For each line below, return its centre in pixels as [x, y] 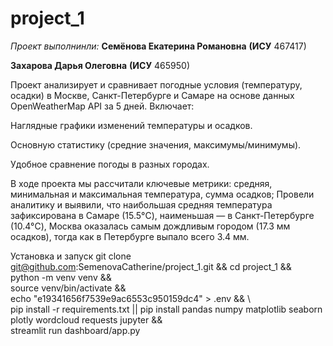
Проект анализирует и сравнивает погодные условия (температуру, [156, 84]
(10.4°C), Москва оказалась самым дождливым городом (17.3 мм [150, 226]
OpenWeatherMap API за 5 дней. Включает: [102, 106]
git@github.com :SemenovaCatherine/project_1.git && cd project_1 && [151, 266]
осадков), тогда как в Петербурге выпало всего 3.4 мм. [130, 236]
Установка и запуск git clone [71, 256]
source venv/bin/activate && [68, 288]
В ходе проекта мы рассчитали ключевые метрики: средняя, [141, 183]
